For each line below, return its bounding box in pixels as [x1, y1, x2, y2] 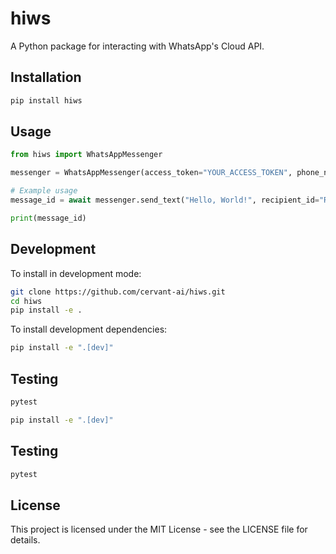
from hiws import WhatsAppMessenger [10, 150, 163, 160]
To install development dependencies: [10, 323, 168, 336]
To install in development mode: [10, 267, 142, 279]
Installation [10, 69, 82, 86]
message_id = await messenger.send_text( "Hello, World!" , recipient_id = [10, 195, 320, 206]
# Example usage [10, 186, 78, 196]
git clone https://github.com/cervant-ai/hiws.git [10, 287, 226, 297]
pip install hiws [10, 95, 83, 106]
